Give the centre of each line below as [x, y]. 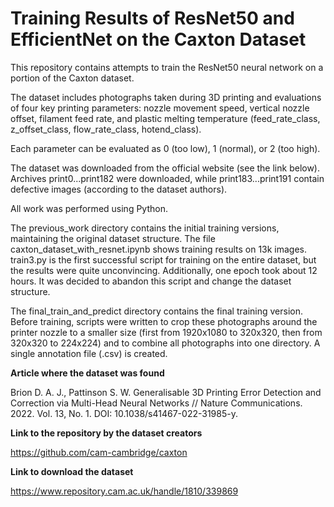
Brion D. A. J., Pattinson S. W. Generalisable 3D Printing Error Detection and [166, 392]
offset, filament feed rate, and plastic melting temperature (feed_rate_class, [165, 118]
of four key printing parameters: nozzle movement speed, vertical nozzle [160, 108]
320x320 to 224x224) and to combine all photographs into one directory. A [165, 343]
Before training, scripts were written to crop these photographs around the [164, 321]
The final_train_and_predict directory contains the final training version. [156, 311]
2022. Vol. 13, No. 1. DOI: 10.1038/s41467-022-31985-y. [124, 413]
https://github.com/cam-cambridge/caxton [99, 452]
